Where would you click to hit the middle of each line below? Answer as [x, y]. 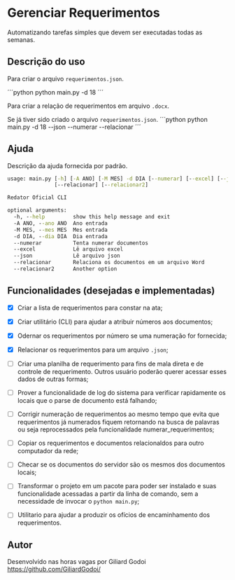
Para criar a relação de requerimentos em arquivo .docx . [88, 106]
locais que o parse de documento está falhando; [87, 401]
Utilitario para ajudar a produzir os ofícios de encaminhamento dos [114, 515]
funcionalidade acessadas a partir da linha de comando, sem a [108, 494]
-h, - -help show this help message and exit [92, 217]
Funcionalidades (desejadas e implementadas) [111, 291]
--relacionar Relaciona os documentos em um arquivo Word [109, 263]
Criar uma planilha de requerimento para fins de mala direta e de [111, 364]
